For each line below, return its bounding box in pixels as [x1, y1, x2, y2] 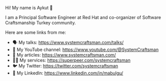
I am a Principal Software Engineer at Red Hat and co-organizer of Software [5, 14, 161, 20]
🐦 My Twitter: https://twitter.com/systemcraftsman [12, 63, 118, 68]
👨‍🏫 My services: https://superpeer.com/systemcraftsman [12, 57, 131, 63]
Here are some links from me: [5, 29, 66, 35]
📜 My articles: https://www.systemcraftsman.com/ [12, 52, 116, 57]
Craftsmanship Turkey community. [5, 20, 76, 25]
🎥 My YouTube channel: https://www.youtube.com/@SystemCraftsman [12, 46, 159, 52]
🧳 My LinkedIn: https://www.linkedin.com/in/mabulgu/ [12, 70, 123, 76]
